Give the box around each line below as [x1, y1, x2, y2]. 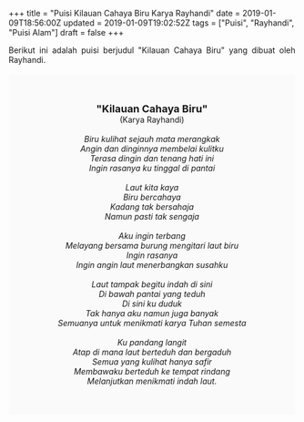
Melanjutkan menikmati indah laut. [86, 376, 218, 386]
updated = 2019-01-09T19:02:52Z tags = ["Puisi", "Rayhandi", [63, 17, 295, 28]
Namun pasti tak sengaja [105, 211, 199, 221]
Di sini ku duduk [121, 298, 183, 309]
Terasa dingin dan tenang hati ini [89, 153, 215, 163]
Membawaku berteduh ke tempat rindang [73, 366, 231, 376]
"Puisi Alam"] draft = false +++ [8, 27, 125, 37]
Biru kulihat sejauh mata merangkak [84, 134, 220, 144]
